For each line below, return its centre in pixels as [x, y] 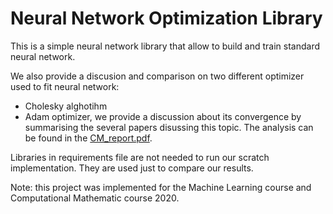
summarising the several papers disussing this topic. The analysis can [169, 127]
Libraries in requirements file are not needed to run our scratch [140, 157]
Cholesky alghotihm [66, 106]
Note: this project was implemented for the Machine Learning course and [161, 187]
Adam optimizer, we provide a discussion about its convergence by [163, 116]
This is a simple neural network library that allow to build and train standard [165, 46]
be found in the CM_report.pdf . [88, 138]
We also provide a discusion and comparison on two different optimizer [157, 76]
